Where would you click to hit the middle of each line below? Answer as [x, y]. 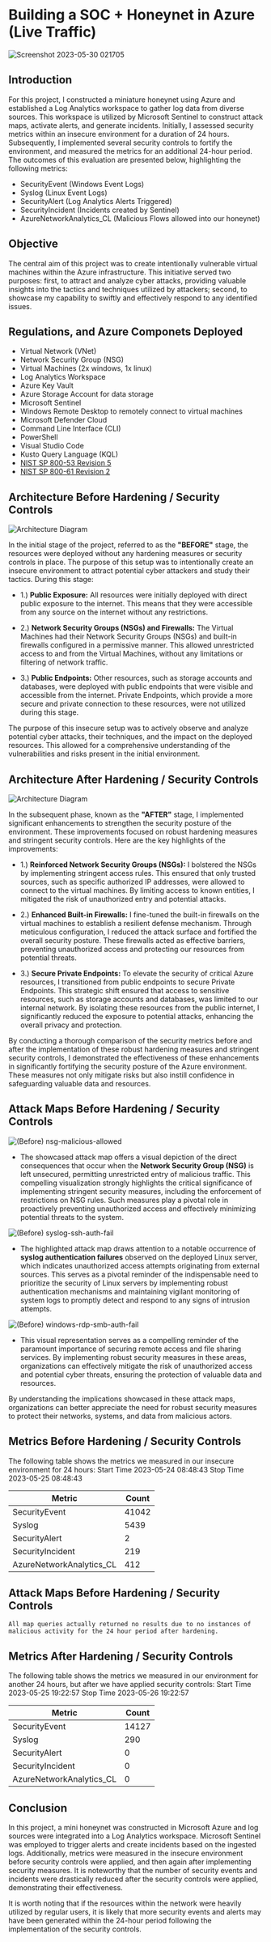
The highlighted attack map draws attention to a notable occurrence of [138, 1248]
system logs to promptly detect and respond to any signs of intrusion [135, 1300]
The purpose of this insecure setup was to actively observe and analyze [129, 728]
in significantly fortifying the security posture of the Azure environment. [128, 1067]
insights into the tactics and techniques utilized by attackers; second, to [128, 289]
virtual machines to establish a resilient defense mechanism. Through [136, 923]
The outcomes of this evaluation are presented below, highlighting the [125, 159]
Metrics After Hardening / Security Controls [121, 1656]
